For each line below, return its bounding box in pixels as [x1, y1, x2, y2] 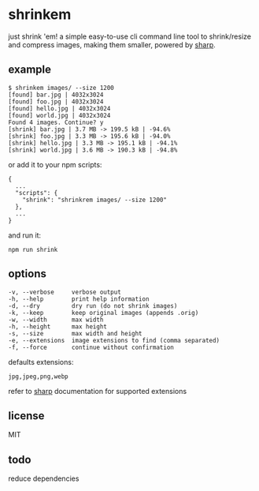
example [8, 63, 52, 77]
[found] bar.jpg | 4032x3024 [8, 91, 104, 99]
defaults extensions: [8, 357, 74, 366]
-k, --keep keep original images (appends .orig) [8, 309, 199, 317]
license [8, 409, 45, 422]
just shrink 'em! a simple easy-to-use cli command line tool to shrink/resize [8, 32, 252, 41]
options [8, 267, 47, 281]
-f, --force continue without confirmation [8, 343, 175, 351]
